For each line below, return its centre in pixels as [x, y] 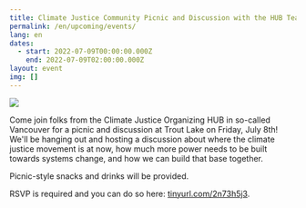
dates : [22, 43]
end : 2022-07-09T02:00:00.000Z [85, 60]
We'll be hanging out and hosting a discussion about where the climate [142, 139]
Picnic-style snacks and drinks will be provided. [99, 176]
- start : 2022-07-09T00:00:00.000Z [85, 52]
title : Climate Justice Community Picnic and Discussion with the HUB [146, 18]
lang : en [26, 35]
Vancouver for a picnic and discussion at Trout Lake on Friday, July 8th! [144, 129]
